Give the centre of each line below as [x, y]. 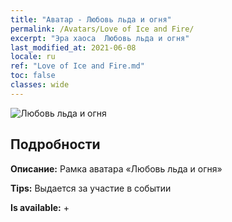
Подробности [55, 144]
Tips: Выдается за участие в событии [91, 188]
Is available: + [40, 207]
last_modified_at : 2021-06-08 [73, 47]
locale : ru [33, 57]
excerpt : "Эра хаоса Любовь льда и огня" [100, 38]
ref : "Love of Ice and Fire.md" [77, 66]
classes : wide [40, 85]
